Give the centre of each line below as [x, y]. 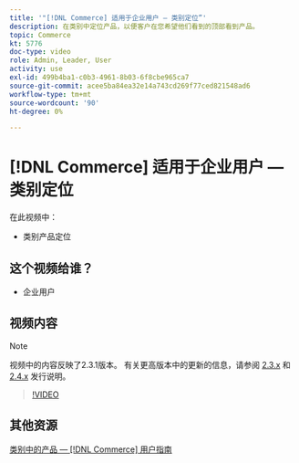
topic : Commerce [40, 35]
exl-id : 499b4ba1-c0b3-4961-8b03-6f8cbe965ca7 [99, 78]
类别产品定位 [46, 237]
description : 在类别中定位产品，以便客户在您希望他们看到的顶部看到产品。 [134, 26]
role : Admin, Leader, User [61, 60]
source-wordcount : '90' [55, 103]
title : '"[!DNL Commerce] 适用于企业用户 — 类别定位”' [108, 18]
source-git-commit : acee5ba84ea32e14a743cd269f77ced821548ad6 [130, 86]
